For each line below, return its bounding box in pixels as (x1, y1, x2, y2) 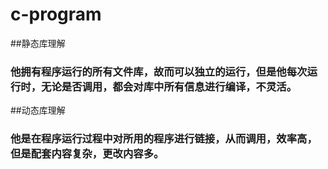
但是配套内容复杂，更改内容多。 (10, 147, 165, 161)
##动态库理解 (10, 104, 66, 117)
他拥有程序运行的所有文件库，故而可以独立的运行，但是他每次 (10, 64, 308, 78)
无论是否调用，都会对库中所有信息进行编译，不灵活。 (41, 79, 298, 93)
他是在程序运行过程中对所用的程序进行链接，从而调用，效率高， (10, 132, 318, 146)
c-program (10, 3, 102, 26)
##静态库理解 (10, 37, 66, 49)
